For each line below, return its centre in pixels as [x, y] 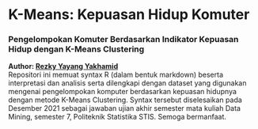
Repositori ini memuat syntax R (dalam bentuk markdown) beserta [116, 75]
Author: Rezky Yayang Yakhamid [63, 66]
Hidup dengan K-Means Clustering [76, 49]
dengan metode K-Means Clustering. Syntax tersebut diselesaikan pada [125, 100]
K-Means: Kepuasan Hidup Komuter [129, 15]
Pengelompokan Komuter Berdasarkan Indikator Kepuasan [123, 40]
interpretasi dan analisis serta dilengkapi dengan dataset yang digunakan [127, 83]
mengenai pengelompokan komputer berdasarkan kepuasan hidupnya [123, 92]
